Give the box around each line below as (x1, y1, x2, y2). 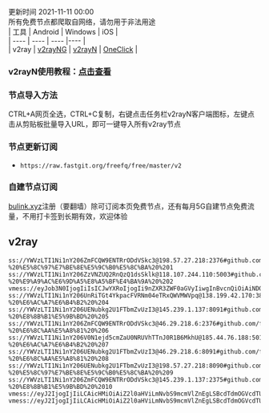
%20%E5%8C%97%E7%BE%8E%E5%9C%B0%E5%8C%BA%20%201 (8, 263, 174, 271)
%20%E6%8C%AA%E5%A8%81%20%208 (8, 354, 110, 362)
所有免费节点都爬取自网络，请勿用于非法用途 (8, 17, 156, 26)
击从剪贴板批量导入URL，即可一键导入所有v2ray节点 (8, 119, 182, 129)
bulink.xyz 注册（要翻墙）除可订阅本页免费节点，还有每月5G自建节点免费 (8, 201, 248, 211)
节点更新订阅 (8, 141, 58, 152)
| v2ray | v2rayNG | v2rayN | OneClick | (8, 45, 138, 54)
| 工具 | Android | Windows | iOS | (8, 27, 118, 36)
